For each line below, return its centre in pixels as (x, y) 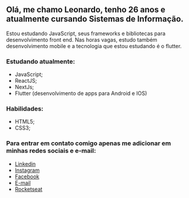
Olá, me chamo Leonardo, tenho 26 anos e (86, 10)
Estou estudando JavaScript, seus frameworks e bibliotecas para (86, 33)
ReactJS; (26, 81)
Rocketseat (29, 189)
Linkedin (25, 164)
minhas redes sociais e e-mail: (51, 151)
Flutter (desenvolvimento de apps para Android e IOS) (81, 93)
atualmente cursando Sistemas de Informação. (95, 19)
